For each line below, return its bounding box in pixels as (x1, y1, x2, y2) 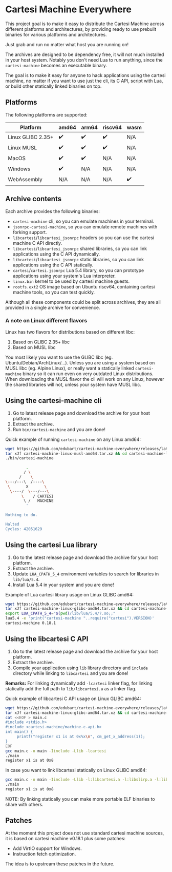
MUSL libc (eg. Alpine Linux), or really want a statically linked (5, 365, 134, 371)
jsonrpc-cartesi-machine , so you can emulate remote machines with (12, 223, 158, 229)
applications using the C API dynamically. (12, 250, 100, 257)
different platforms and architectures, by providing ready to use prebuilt (5, 26, 157, 32)
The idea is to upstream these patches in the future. (5, 861, 115, 867)
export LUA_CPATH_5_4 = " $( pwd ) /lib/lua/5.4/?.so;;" (5, 611, 116, 616)
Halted (5, 522, 19, 527)
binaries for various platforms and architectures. (5, 31, 107, 37)
